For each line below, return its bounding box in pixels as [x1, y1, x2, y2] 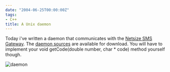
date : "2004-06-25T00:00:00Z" [5, 7, 70, 13]
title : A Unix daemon [5, 21, 51, 27]
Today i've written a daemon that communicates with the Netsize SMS [5, 35, 153, 42]
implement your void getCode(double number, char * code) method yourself [5, 46, 165, 52]
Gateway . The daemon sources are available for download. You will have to [5, 41, 163, 47]
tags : [5, 12, 17, 17]
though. [5, 52, 22, 58]
